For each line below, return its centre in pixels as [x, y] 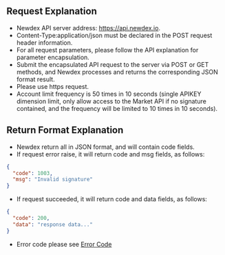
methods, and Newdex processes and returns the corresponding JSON [117, 72]
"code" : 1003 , [33, 173]
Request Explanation [52, 11]
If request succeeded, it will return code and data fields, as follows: [112, 199]
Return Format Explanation [65, 130]
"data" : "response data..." [53, 224]
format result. [36, 79]
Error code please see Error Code [64, 244]
